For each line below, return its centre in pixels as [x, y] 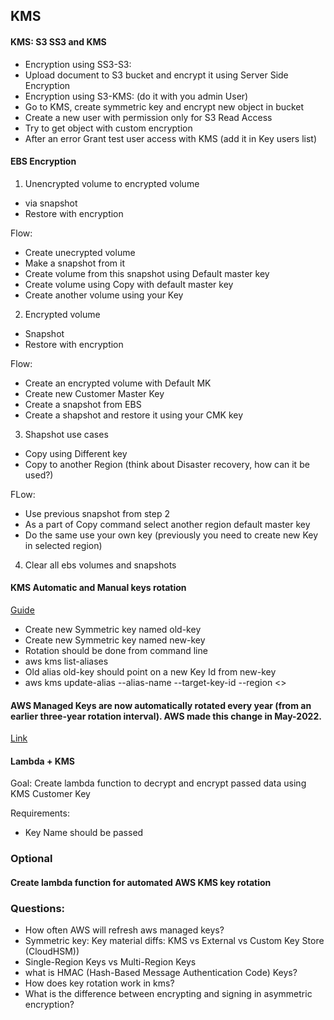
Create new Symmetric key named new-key [115, 640]
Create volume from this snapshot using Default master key [147, 273]
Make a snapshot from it [75, 263]
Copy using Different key [76, 453]
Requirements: [40, 813]
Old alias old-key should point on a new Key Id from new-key [150, 672]
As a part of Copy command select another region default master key [167, 524]
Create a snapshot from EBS [83, 404]
